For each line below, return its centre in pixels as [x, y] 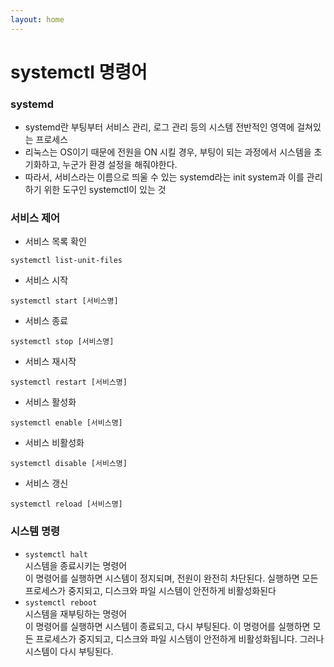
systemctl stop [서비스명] [62, 342]
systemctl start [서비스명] [64, 301]
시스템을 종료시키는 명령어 [76, 565]
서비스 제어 [35, 218]
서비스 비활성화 [54, 443]
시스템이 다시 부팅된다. [69, 651]
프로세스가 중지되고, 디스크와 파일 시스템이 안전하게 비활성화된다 [150, 590]
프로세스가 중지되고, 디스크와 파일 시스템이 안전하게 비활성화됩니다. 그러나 [180, 638]
